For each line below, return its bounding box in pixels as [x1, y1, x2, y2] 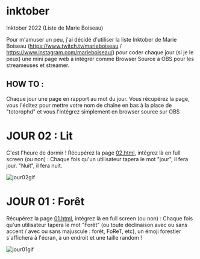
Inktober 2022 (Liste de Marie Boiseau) [6, 24, 104, 31]
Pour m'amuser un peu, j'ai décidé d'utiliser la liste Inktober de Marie [6, 36, 177, 43]
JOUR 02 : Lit [6, 129, 73, 142]
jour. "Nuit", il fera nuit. [6, 162, 63, 169]
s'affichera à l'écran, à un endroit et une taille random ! [6, 234, 143, 241]
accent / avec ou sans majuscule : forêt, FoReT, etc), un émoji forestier [6, 228, 181, 235]
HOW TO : [6, 79, 44, 89]
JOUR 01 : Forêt [6, 194, 85, 208]
